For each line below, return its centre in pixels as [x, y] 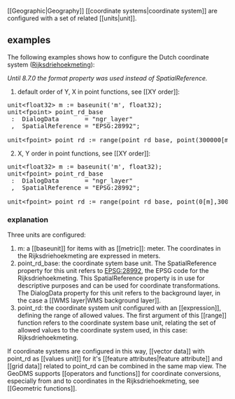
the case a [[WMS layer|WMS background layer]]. [89, 300]
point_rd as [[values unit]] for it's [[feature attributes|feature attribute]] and [115, 359]
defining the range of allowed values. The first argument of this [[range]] [122, 316]
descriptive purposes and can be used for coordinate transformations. [119, 286]
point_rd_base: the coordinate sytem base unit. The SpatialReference [117, 263]
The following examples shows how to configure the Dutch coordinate [108, 57]
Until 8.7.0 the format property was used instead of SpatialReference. [107, 78]
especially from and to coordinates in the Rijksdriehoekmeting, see [103, 381]
